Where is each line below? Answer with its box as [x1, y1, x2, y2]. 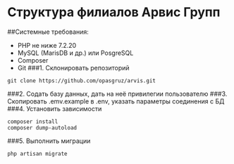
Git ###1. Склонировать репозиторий [17, 63, 130, 72]
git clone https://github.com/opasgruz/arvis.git [7, 77, 156, 84]
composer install [7, 118, 58, 125]
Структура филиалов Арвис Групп [7, 4, 221, 20]
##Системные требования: [7, 27, 90, 36]
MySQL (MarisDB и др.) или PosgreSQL [17, 49, 134, 57]
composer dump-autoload [7, 124, 78, 131]
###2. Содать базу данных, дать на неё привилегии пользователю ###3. [7, 89, 228, 98]
